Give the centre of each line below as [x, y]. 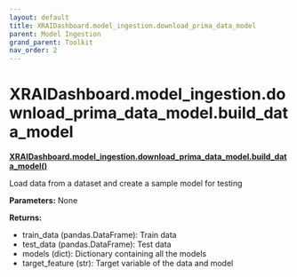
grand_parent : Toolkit [51, 42]
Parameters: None [44, 201]
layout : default [39, 17]
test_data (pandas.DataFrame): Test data [96, 244]
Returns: [26, 218]
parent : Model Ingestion [55, 34]
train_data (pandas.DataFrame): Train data [99, 235]
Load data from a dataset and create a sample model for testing [126, 184]
